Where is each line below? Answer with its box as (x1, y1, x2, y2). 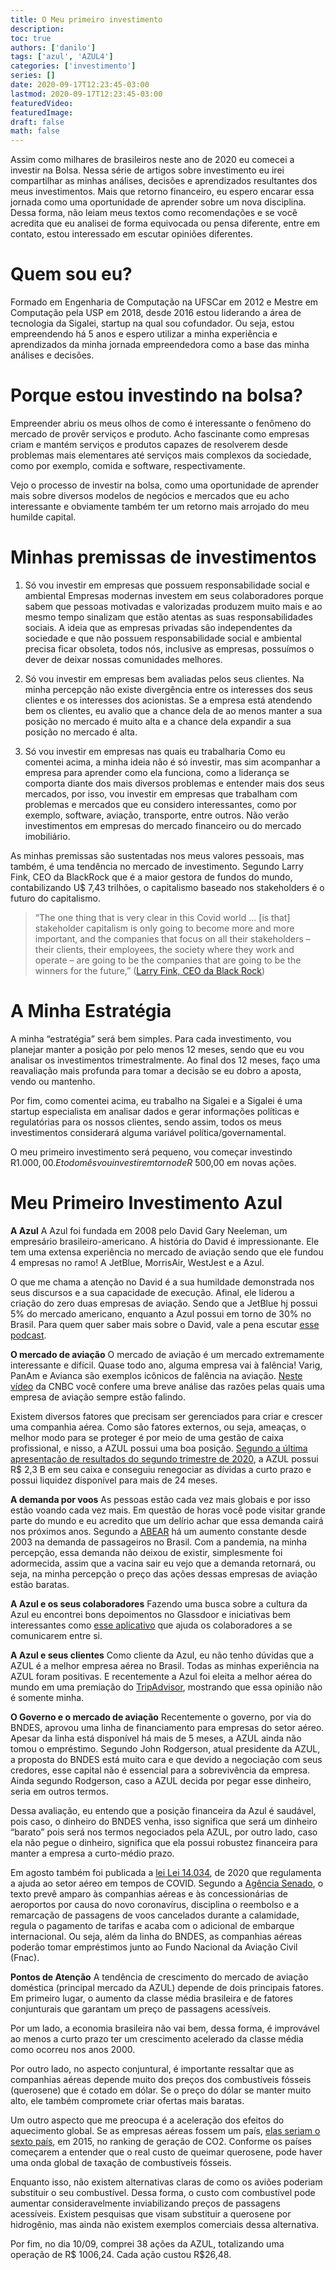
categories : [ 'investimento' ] (10, 61, 137, 71)
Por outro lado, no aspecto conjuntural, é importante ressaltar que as (10, 2062, 295, 2075)
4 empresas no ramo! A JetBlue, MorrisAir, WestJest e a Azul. (10, 1256, 265, 1268)
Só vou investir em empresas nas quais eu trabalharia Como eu (24, 745, 286, 757)
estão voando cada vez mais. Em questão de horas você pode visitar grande (10, 1504, 326, 1516)
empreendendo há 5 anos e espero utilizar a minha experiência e (10, 328, 278, 340)
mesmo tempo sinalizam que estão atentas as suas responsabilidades (24, 611, 313, 623)
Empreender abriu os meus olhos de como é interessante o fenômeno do (10, 417, 312, 429)
